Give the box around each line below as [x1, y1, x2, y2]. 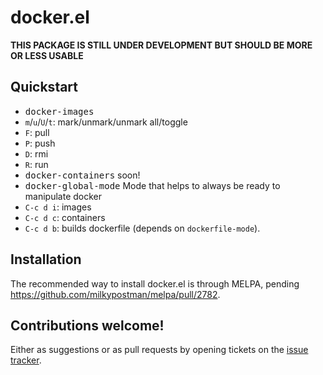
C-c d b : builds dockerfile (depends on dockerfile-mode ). [24, 222, 261, 234]
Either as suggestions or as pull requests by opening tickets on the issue [10, 344, 309, 356]
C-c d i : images [24, 201, 92, 213]
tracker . [10, 354, 42, 366]
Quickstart [10, 79, 79, 96]
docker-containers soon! [24, 169, 141, 181]
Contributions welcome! [10, 317, 165, 334]
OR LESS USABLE [10, 49, 84, 61]
